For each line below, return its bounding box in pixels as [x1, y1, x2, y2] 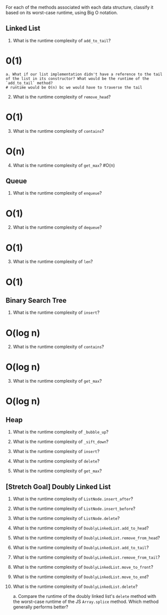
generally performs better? [12, 604, 68, 610]
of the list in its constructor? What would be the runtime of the [5, 76, 149, 81]
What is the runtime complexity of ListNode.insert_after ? [12, 496, 133, 502]
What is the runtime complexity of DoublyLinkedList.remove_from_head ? [12, 535, 160, 541]
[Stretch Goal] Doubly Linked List [5, 482, 111, 491]
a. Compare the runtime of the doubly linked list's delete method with [12, 593, 156, 599]
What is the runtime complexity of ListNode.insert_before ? [12, 505, 135, 511]
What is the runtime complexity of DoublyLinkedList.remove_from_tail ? [12, 554, 160, 560]
